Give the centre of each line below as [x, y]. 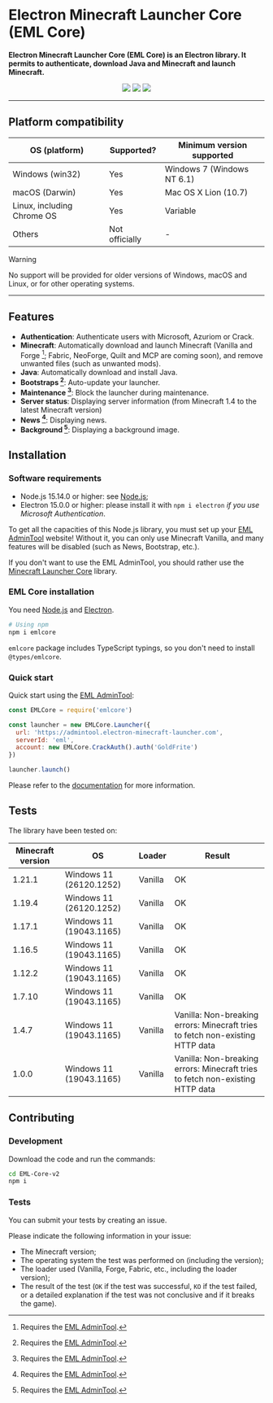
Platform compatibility [66, 122]
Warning [22, 259]
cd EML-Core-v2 [34, 1174]
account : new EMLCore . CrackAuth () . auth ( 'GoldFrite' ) [107, 747]
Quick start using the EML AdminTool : [71, 695]
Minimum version [213, 145]
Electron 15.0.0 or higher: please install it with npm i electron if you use [140, 505]
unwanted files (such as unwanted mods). [90, 364]
